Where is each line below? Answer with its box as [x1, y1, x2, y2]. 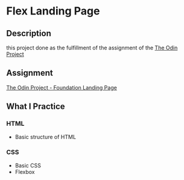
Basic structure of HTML [14, 133, 77, 140]
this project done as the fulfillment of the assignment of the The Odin [6, 44, 178, 51]
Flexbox [14, 168, 35, 175]
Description [6, 28, 51, 39]
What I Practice [6, 101, 65, 112]
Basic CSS [14, 161, 41, 169]
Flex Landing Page [6, 4, 100, 18]
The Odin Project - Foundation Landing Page [6, 84, 118, 91]
